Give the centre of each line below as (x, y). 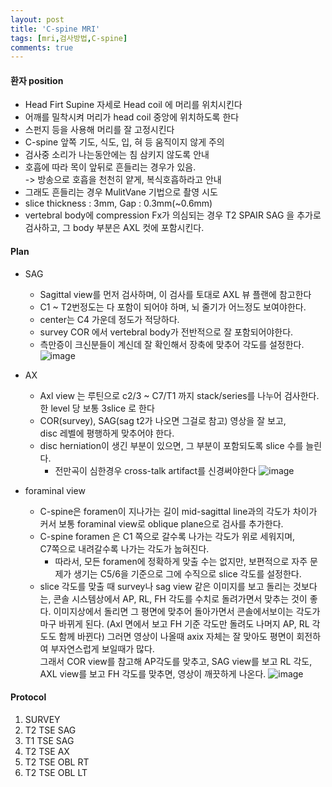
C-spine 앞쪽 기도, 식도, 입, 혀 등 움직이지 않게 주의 (124, 142)
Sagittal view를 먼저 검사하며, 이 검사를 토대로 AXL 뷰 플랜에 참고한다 (175, 294)
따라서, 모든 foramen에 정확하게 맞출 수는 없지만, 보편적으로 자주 (181, 561)
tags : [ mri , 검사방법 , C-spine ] (69, 38)
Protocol (28, 697)
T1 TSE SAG (49, 740)
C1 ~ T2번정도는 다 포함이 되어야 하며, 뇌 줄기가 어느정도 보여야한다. (173, 307)
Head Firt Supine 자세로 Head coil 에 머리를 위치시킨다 (133, 105)
